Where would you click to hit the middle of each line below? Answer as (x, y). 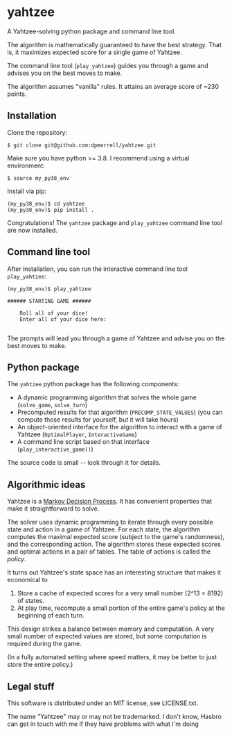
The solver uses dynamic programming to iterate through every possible (110, 522)
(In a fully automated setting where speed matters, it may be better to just (112, 657)
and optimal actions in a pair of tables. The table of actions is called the (109, 552)
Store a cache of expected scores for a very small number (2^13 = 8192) (120, 593)
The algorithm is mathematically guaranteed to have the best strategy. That (114, 44)
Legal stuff (31, 686)
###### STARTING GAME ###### (49, 301)
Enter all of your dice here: (63, 319)
